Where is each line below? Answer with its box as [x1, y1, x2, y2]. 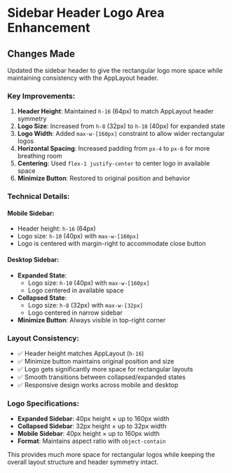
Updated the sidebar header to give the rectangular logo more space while [7, 67, 223, 74]
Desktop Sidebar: [7, 256, 60, 264]
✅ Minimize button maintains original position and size [17, 357, 175, 365]
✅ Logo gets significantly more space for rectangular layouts [17, 364, 193, 373]
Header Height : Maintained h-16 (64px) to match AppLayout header [17, 107, 214, 116]
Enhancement [7, 20, 90, 36]
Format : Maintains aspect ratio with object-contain [17, 437, 166, 446]
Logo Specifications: [7, 398, 79, 408]
